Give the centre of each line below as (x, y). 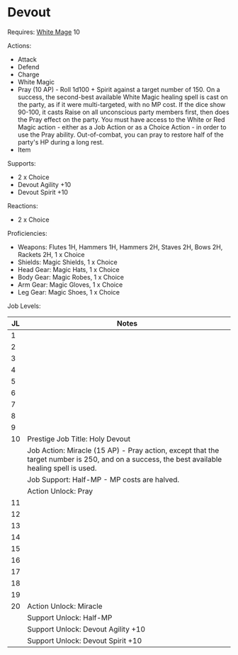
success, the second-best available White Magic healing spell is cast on (123, 97)
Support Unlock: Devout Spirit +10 (85, 640)
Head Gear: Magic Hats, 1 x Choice (68, 269)
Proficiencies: (27, 233)
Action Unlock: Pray (60, 491)
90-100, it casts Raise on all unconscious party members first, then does (123, 112)
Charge (28, 74)
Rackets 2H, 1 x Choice (51, 254)
